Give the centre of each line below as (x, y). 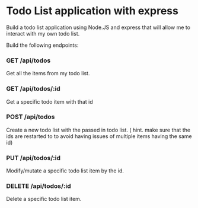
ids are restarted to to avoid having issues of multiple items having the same (99, 136)
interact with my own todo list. (43, 33)
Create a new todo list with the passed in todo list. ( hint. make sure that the (98, 130)
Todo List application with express (92, 11)
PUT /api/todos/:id (33, 158)
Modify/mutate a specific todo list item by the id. (65, 171)
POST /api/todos (31, 117)
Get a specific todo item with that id (49, 101)
